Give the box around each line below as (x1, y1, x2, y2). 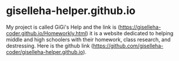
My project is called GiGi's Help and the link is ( (6, 23, 120, 30)
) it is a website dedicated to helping (86, 29, 174, 36)
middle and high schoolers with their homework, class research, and (6, 36, 171, 43)
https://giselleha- (119, 23, 161, 30)
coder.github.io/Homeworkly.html (6, 29, 87, 36)
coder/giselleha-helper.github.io (6, 48, 84, 55)
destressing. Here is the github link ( (6, 42, 94, 49)
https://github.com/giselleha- (92, 42, 164, 49)
